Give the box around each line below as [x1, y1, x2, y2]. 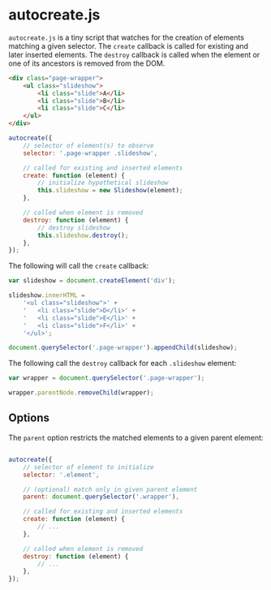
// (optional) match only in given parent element [23, 485, 198, 493]
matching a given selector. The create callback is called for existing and [8, 41, 249, 50]
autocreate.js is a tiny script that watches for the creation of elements [8, 32, 245, 42]
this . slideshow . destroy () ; [37, 231, 129, 239]
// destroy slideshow [37, 223, 111, 232]
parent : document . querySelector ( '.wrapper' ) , [23, 493, 180, 501]
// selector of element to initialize [23, 463, 154, 472]
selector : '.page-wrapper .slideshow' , [23, 149, 158, 157]
